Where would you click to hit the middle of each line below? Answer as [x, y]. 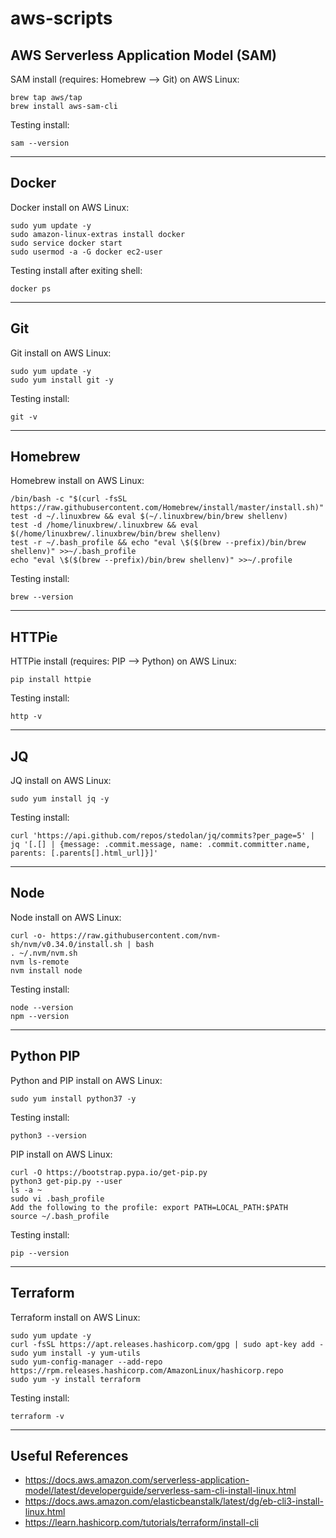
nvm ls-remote [40, 962]
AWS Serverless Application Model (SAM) [143, 55]
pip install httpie [51, 680]
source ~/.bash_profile [60, 1216]
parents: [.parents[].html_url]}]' [84, 853]
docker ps [31, 288]
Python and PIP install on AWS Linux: [86, 1080]
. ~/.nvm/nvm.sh [44, 953]
